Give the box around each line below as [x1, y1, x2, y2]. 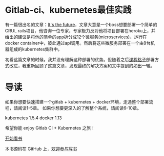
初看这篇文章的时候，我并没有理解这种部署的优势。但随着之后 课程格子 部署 [5, 56, 155, 62]
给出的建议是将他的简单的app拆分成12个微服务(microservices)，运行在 [5, 34, 147, 40]
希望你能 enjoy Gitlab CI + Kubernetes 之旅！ [5, 125, 95, 130]
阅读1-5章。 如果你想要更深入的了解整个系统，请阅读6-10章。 [18, 105, 142, 111]
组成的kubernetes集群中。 [9, 46, 62, 52]
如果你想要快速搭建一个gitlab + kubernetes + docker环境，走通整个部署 [5, 99, 149, 104]
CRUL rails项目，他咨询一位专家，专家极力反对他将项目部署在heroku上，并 [5, 27, 156, 33]
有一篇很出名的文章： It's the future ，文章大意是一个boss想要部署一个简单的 [5, 22, 158, 27]
